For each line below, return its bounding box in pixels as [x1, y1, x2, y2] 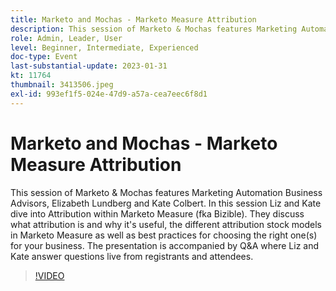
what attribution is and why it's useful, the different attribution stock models [10, 218, 322, 230]
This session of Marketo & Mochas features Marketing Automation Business [10, 186, 323, 198]
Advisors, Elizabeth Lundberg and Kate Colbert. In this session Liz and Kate [10, 197, 322, 209]
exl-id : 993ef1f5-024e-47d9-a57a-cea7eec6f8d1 [10, 89, 208, 99]
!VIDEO [34, 269, 65, 281]
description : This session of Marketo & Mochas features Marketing [10, 24, 298, 34]
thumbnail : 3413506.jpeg [10, 80, 114, 90]
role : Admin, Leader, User [10, 33, 123, 43]
